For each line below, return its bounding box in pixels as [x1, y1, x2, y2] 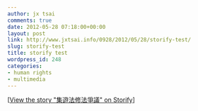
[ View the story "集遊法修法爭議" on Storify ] [7, 96, 136, 104]
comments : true [7, 17, 52, 24]
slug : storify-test [7, 43, 65, 50]
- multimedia [7, 75, 46, 83]
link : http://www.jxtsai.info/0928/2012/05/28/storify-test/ [7, 37, 192, 44]
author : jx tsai [7, 10, 55, 18]
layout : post [7, 30, 46, 37]
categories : [7, 63, 42, 70]
